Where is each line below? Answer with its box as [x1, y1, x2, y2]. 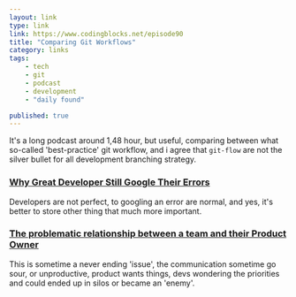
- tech [25, 63, 49, 72]
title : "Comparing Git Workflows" [9, 37, 137, 47]
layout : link [9, 12, 57, 22]
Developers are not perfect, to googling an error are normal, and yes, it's [9, 196, 274, 207]
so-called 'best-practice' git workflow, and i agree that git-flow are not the [9, 145, 283, 156]
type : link [9, 21, 49, 30]
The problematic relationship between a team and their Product [9, 227, 287, 240]
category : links [9, 46, 69, 55]
